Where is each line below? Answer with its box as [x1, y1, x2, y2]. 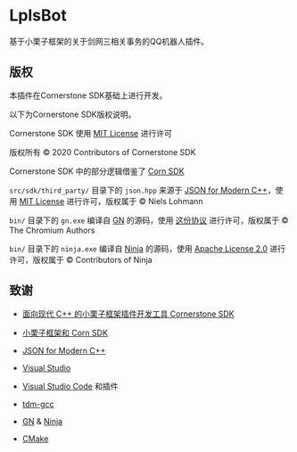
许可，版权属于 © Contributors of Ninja [9, 254, 153, 265]
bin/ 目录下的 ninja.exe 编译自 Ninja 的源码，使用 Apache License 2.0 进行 [9, 242, 285, 254]
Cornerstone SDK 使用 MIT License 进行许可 [9, 127, 172, 138]
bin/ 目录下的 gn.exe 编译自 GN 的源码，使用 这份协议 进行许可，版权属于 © [9, 215, 289, 226]
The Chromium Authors [9, 225, 95, 235]
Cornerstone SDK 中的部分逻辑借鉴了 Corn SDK [9, 166, 185, 177]
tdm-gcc [21, 399, 55, 409]
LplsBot [9, 5, 67, 26]
